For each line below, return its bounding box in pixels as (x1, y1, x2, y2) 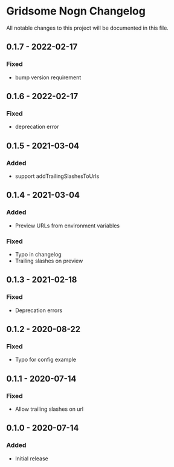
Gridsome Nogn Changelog (6, 4, 146, 18)
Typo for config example (14, 356, 77, 364)
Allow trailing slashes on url (14, 405, 84, 413)
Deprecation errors (14, 307, 63, 314)
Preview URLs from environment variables (14, 222, 120, 229)
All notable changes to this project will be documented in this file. (6, 24, 169, 31)
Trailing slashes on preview (14, 257, 83, 264)
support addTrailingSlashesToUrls (14, 172, 100, 180)
